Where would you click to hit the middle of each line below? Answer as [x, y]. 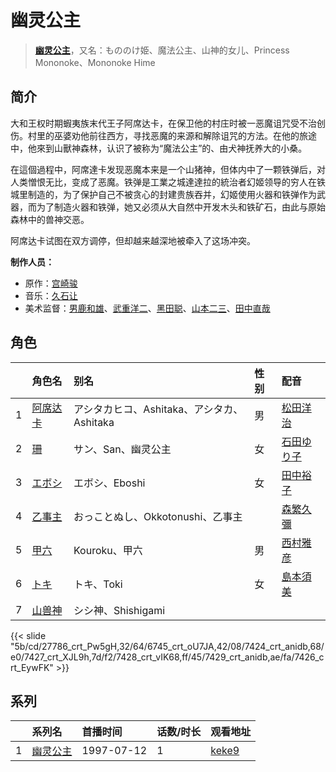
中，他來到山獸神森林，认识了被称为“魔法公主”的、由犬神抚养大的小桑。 [159, 148]
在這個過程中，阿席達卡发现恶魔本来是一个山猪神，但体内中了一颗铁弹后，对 [168, 169]
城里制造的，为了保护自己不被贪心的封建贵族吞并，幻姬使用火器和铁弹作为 [163, 194]
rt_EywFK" [32, 667]
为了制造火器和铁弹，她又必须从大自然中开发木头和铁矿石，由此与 [172, 207]
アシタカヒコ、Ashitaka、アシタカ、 [158, 409]
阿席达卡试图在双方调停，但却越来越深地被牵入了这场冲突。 [133, 240]
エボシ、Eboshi [109, 483]
